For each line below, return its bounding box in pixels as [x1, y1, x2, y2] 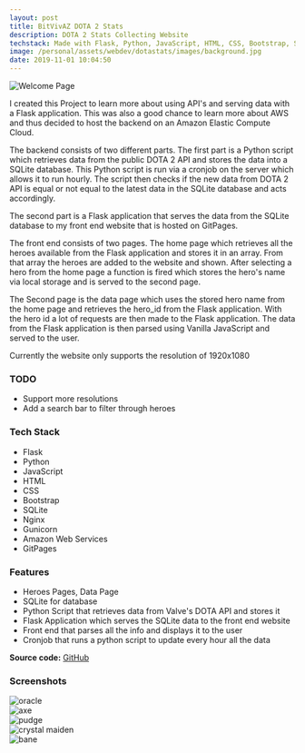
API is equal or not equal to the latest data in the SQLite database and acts [9, 183, 288, 193]
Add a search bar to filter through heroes [22, 403, 176, 414]
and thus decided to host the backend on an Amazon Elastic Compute [9, 117, 271, 128]
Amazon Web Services [22, 533, 108, 544]
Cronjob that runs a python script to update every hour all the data [22, 634, 271, 645]
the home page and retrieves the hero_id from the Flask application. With [9, 303, 282, 314]
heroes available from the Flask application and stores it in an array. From [9, 247, 284, 258]
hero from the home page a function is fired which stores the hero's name [9, 267, 286, 277]
